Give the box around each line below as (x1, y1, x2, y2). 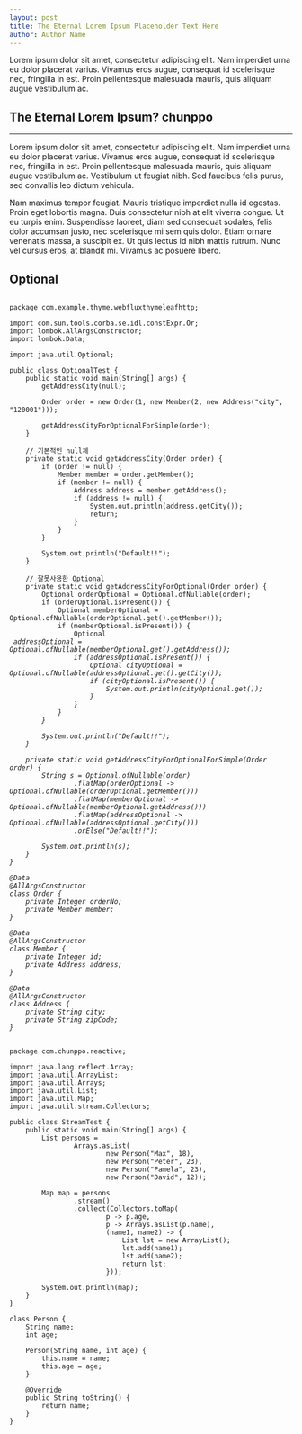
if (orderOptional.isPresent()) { (41, 598, 171, 607)
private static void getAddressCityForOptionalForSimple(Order (25, 755, 268, 764)
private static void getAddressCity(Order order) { (25, 455, 223, 464)
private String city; (25, 1007, 106, 1016)
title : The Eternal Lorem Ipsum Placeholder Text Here (9, 22, 219, 31)
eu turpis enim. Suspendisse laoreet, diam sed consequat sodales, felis (9, 217, 272, 228)
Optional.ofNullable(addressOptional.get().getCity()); (9, 669, 223, 678)
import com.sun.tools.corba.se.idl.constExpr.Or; (9, 319, 200, 328)
